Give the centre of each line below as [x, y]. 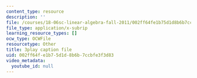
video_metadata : [26, 60]
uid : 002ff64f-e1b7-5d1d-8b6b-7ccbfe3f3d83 [60, 55]
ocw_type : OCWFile [28, 39]
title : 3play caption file [39, 50]
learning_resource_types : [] [42, 33]
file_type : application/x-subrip [47, 28]
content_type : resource [35, 11]
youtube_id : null [33, 66]
